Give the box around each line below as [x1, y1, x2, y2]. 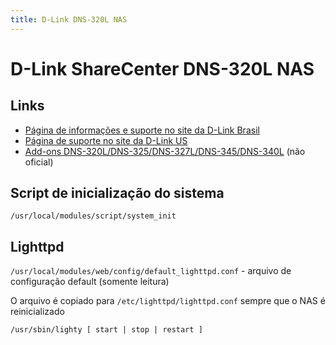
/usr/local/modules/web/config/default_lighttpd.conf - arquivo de [10, 265, 292, 277]
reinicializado [10, 306, 65, 318]
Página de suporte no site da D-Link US [24, 134, 188, 146]
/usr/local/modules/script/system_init [10, 211, 177, 221]
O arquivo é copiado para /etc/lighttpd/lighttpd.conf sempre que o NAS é [10, 295, 326, 307]
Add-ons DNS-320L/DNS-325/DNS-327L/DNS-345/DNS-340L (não [24, 145, 306, 157]
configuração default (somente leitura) [10, 276, 170, 288]
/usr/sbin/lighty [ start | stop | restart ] [10, 325, 203, 335]
